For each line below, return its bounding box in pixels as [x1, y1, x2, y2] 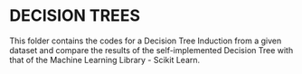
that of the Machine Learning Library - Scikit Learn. [9, 54, 201, 65]
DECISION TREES [9, 5, 140, 26]
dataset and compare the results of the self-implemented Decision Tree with [9, 44, 294, 55]
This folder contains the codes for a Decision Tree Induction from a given [9, 35, 282, 46]
